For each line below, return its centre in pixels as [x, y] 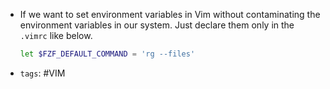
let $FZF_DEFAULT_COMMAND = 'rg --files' [107, 54]
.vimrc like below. [56, 35]
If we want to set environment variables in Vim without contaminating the [170, 14]
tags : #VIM [42, 73]
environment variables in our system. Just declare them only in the [157, 25]
